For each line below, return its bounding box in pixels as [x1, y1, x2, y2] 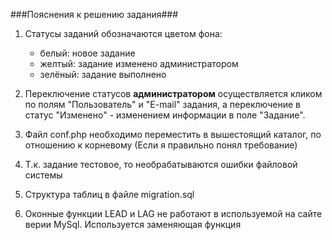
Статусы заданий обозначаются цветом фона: [24, 28, 223, 39]
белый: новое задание [39, 47, 136, 59]
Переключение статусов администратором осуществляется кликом [24, 88, 323, 99]
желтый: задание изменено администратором [39, 58, 239, 69]
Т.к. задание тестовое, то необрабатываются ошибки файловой [24, 159, 298, 170]
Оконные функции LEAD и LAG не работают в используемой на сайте [24, 208, 323, 219]
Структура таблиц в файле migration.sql [24, 189, 195, 200]
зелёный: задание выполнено [39, 69, 167, 80]
